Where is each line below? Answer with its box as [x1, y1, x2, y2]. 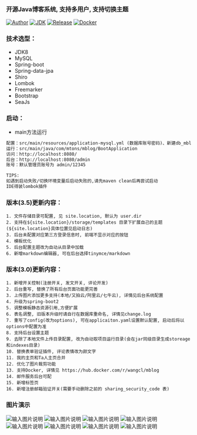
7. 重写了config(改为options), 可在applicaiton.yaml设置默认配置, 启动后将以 [6, 318, 185, 323]
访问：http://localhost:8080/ [6, 151, 77, 157]
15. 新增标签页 [6, 380, 39, 386]
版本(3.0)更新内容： [6, 265, 63, 274]
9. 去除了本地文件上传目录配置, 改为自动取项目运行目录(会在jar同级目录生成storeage [6, 336, 191, 342]
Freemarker [14, 86, 43, 93]
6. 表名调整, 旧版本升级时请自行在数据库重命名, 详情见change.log [6, 311, 151, 318]
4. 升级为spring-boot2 [6, 299, 59, 305]
